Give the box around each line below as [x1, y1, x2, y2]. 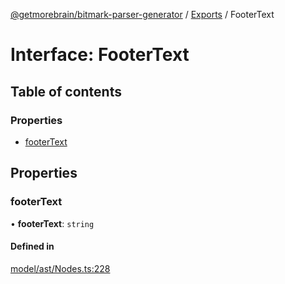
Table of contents [10, 83, 122, 100]
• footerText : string [10, 217, 95, 229]
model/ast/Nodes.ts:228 [10, 262, 111, 274]
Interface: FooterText [10, 44, 190, 66]
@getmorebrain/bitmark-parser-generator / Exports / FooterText [10, 9, 275, 20]
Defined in [10, 240, 55, 253]
